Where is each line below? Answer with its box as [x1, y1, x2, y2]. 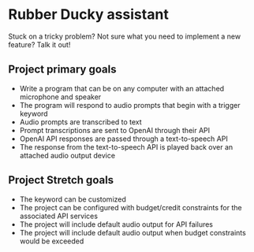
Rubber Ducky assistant [8, 6, 170, 24]
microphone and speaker [19, 92, 102, 102]
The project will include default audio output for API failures [19, 219, 214, 229]
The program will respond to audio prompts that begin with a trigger [19, 100, 241, 109]
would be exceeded [19, 236, 84, 246]
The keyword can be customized [19, 195, 126, 204]
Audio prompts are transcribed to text [19, 117, 142, 127]
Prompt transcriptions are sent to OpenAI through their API [19, 125, 211, 135]
